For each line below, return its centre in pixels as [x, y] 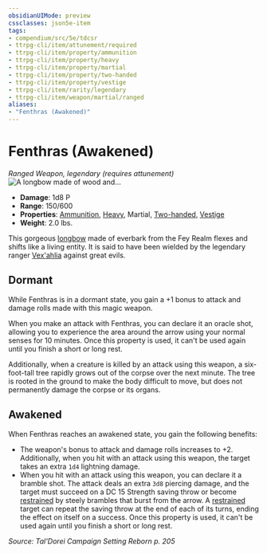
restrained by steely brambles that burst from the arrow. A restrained [132, 500]
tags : [17, 30]
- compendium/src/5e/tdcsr [53, 38]
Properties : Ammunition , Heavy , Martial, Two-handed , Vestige [122, 214]
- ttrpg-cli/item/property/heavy [64, 61]
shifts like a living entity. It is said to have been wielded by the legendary [127, 246]
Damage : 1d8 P [45, 197]
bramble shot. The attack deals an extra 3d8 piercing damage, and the [134, 483]
